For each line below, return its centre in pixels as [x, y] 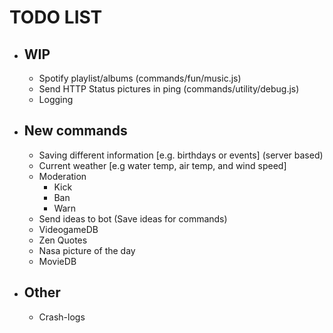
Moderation [62, 176]
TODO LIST [56, 17]
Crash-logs [62, 317]
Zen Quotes [63, 240]
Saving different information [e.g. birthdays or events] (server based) [181, 155]
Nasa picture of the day [87, 250]
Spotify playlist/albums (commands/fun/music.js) [140, 78]
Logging [56, 99]
